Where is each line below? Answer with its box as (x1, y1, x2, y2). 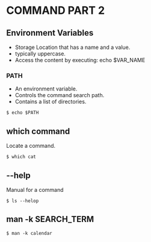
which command (6, 126, 70, 136)
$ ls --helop (6, 197, 39, 204)
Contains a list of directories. (14, 98, 87, 106)
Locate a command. (6, 142, 56, 150)
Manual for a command (6, 186, 64, 193)
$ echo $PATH (6, 110, 39, 116)
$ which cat (6, 154, 36, 160)
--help (6, 170, 31, 180)
